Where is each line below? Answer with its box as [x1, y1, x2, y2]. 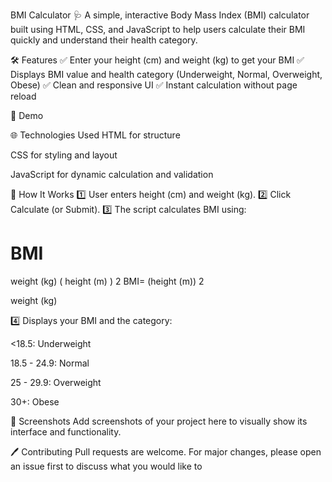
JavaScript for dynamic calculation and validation [10, 169, 214, 180]
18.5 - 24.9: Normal [10, 357, 90, 369]
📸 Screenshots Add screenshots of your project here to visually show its [10, 415, 308, 427]
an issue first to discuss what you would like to [10, 460, 203, 472]
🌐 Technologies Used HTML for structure [10, 129, 181, 141]
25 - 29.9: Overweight [10, 376, 102, 388]
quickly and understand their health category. [10, 34, 198, 46]
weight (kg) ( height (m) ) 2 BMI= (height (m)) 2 [10, 275, 205, 287]
